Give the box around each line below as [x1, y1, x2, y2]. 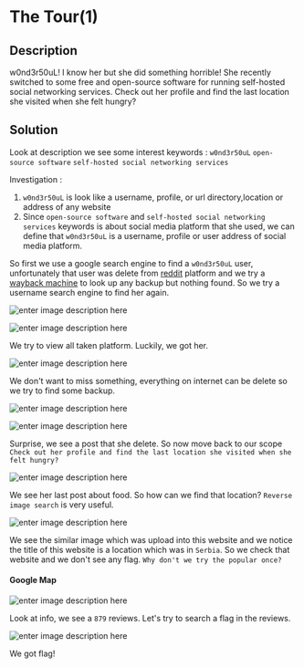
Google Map [9, 575, 57, 586]
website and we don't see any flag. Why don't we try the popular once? [9, 554, 282, 565]
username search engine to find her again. [9, 287, 170, 297]
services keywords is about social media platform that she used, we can [22, 221, 295, 232]
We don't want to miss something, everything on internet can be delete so [9, 375, 288, 386]
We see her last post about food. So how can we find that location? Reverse [9, 489, 293, 500]
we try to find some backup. [9, 385, 116, 396]
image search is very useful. [9, 499, 114, 510]
